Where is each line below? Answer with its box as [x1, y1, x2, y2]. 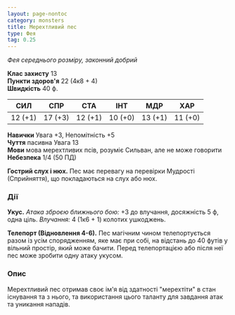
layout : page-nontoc [7, 10, 68, 18]
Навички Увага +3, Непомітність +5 [7, 131, 115, 139]
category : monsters [7, 17, 65, 24]
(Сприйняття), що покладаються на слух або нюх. [7, 174, 158, 183]
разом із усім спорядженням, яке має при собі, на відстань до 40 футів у [7, 236, 228, 245]
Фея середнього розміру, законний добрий [7, 56, 138, 64]
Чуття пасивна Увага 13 [7, 139, 79, 147]
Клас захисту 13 [7, 70, 58, 78]
